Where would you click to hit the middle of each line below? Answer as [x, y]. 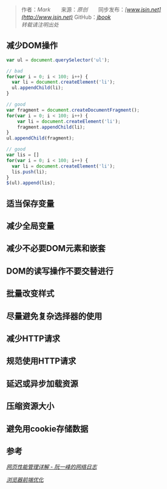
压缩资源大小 [30, 406]
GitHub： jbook [92, 17]
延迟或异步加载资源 [42, 384]
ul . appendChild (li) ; [38, 88]
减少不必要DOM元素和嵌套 [56, 248]
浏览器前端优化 [25, 480]
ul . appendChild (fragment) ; [40, 138]
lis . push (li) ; [29, 172]
